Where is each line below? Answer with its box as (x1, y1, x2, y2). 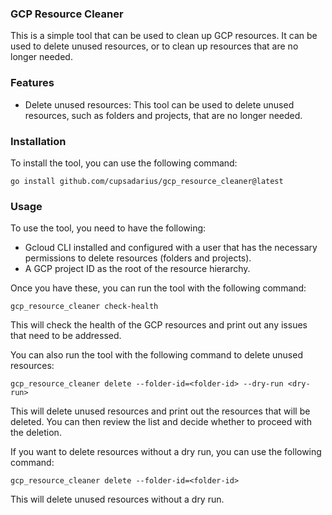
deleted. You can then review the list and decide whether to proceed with (10, 416, 312, 428)
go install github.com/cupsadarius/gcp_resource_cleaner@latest (10, 176, 284, 186)
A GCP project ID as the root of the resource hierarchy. (24, 263, 251, 275)
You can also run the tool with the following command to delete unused (10, 349, 303, 361)
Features (10, 76, 55, 90)
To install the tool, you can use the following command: (10, 157, 238, 169)
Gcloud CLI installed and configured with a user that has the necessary (24, 242, 318, 254)
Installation (10, 134, 67, 148)
